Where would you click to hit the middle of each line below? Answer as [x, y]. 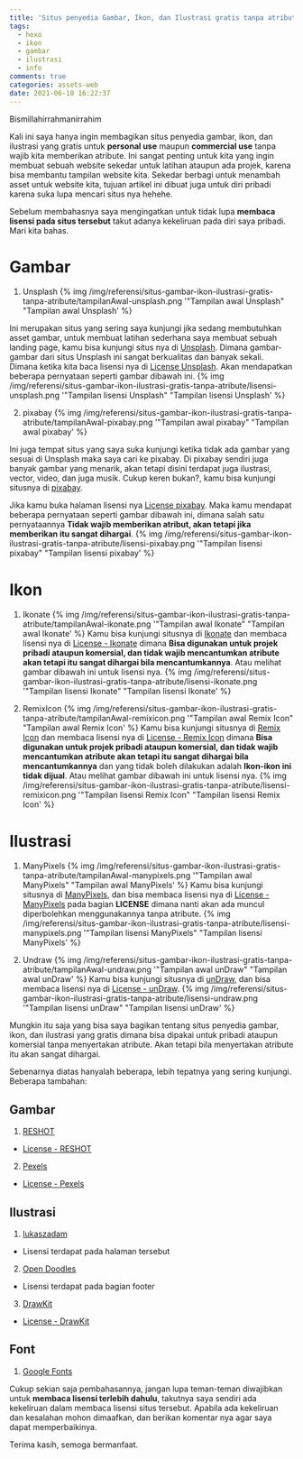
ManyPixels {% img [58, 866]
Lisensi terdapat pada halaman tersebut [96, 1251]
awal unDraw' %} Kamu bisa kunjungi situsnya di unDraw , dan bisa [146, 979]
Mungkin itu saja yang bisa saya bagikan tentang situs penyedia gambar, [144, 1025]
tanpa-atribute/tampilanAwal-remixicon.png [104, 719]
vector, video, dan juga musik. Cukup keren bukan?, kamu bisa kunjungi [143, 478]
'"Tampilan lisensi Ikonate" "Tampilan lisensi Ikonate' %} [127, 692]
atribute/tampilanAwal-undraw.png [87, 969]
